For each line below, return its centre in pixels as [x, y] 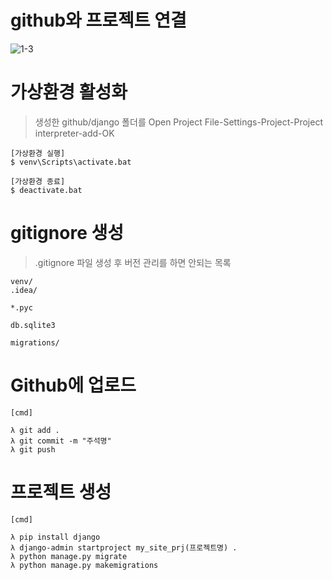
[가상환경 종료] [38, 181]
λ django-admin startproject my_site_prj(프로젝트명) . [124, 547]
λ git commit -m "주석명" [61, 441]
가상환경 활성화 [69, 92]
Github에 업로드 [73, 385]
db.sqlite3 [33, 325]
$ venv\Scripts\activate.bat [71, 162]
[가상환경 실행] [38, 153]
